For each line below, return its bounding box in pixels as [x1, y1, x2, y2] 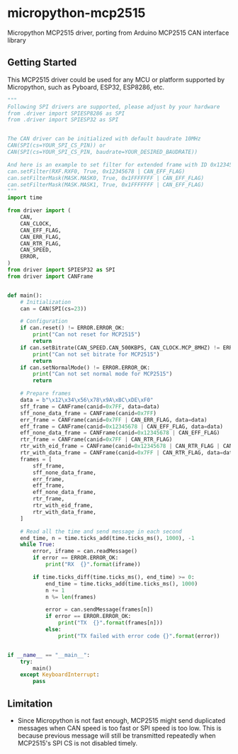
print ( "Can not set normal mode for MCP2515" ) [33, 371, 173, 378]
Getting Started [7, 57, 77, 69]
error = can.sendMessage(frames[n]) [45, 606, 154, 614]
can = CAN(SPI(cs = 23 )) [20, 305, 87, 313]
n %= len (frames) [45, 593, 97, 600]
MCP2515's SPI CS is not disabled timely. [17, 738, 138, 747]
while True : [20, 541, 55, 548]
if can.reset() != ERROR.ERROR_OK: [20, 325, 125, 332]
